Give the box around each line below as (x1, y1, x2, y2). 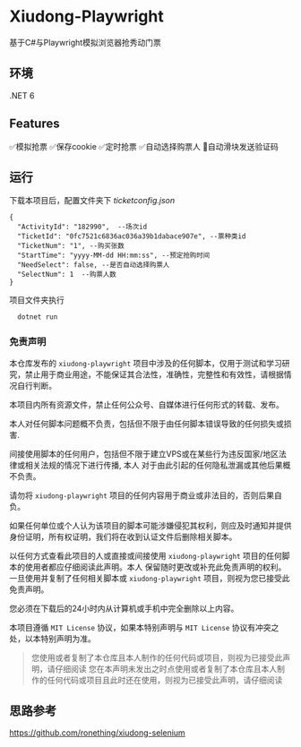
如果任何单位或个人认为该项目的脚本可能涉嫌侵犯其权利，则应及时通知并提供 (9, 519, 292, 530)
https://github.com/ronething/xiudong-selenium (9, 727, 185, 738)
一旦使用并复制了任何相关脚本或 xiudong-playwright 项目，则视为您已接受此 (9, 572, 290, 583)
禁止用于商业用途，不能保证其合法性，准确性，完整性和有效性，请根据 (24, 369, 284, 380)
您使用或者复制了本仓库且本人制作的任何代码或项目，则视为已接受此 (30, 652, 283, 663)
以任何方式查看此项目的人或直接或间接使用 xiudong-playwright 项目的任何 (9, 550, 282, 561)
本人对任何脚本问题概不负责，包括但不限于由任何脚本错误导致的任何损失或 (9, 418, 284, 429)
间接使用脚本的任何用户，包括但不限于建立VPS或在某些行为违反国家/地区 (9, 448, 279, 459)
